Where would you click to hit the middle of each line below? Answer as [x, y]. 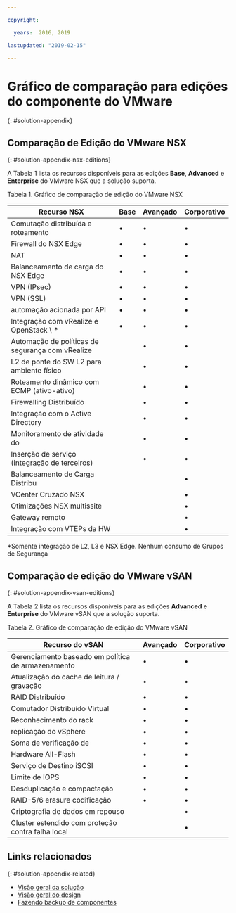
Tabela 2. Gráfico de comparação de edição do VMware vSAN [97, 627]
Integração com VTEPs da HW [61, 529]
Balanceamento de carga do [57, 267]
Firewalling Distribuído [48, 402]
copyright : [23, 20]
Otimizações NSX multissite [57, 506]
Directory [26, 423]
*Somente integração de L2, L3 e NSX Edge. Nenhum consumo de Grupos [115, 547]
